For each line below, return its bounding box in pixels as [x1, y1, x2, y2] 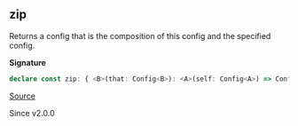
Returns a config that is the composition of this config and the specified [9, 30, 271, 41]
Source [9, 91, 35, 101]
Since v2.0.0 [9, 107, 55, 118]
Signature [9, 57, 47, 67]
